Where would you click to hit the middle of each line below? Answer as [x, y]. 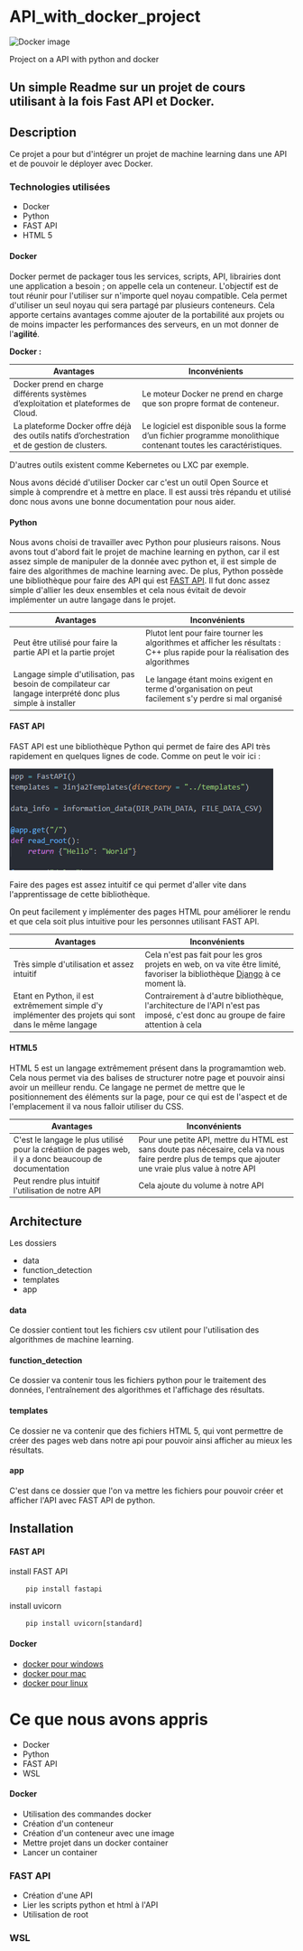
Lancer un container [60, 1852]
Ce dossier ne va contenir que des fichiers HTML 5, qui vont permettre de [147, 1431]
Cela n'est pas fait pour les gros [204, 954]
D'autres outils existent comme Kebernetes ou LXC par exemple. [129, 465]
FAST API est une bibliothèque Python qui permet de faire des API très [140, 747]
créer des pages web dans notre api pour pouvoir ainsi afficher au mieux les [151, 1440]
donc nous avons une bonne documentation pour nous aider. [123, 502]
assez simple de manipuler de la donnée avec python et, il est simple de [143, 562]
